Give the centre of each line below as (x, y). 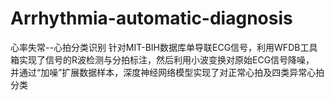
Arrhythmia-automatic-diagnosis (151, 18)
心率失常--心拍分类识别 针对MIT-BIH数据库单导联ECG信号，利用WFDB (155, 47)
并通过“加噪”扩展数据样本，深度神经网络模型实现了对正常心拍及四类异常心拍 (167, 72)
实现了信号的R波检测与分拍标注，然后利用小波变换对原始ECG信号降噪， (166, 59)
